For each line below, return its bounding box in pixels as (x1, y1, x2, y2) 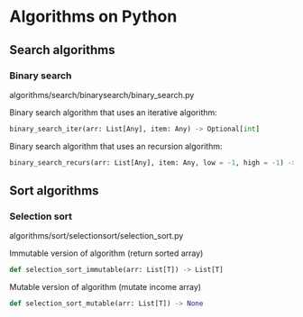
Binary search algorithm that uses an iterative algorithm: (9, 106, 218, 118)
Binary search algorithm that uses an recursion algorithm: (9, 140, 223, 151)
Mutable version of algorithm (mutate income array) (9, 282, 201, 293)
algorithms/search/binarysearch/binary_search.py (9, 89, 195, 100)
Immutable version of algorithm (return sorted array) (9, 248, 204, 258)
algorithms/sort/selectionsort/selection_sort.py (9, 231, 184, 241)
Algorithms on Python (9, 6, 178, 27)
